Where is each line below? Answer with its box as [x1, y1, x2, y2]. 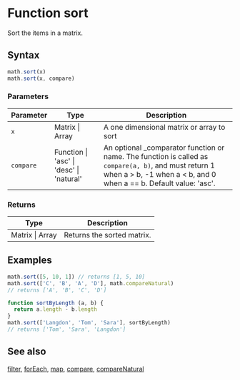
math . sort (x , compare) [7, 75, 75, 82]
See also [7, 346, 46, 358]
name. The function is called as [103, 151, 209, 161]
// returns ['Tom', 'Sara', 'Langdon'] [7, 326, 126, 333]
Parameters [7, 91, 49, 101]
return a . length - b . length [14, 306, 98, 313]
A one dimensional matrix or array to [103, 122, 226, 132]
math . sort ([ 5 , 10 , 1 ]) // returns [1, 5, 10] [7, 273, 145, 280]
